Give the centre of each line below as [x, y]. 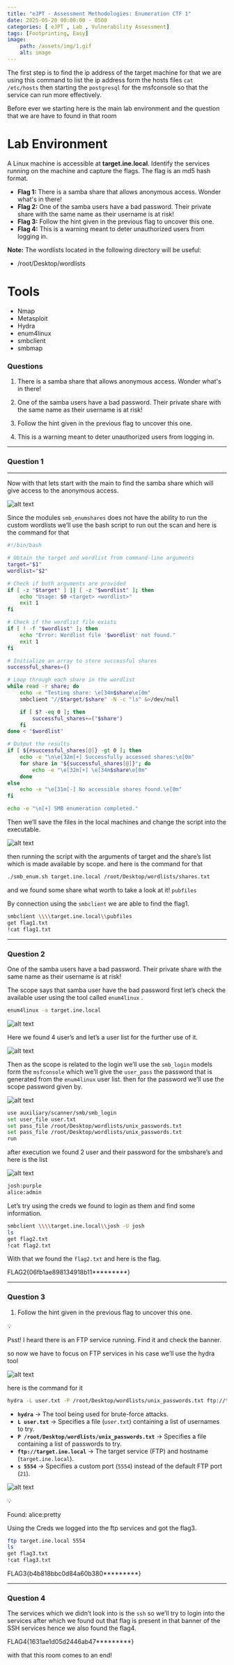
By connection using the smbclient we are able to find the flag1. [98, 903]
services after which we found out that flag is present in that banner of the [114, 1621]
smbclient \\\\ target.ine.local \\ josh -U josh [76, 1226]
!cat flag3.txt [29, 1560]
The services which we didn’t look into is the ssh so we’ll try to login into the [116, 1613]
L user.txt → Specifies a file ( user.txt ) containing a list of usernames [118, 1421]
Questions [25, 366]
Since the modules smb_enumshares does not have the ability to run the [107, 518]
